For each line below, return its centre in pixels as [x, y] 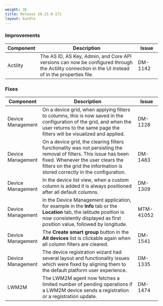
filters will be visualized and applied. [84, 134]
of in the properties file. [67, 74]
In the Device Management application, [87, 200]
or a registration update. [70, 296]
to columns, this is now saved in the [83, 115]
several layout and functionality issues [86, 258]
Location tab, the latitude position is [83, 212]
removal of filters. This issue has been [86, 154]
